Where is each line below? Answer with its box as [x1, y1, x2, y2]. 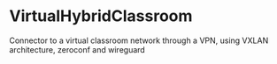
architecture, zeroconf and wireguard [9, 44, 146, 54]
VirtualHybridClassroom [9, 6, 193, 26]
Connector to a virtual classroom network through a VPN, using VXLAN [9, 35, 269, 46]
